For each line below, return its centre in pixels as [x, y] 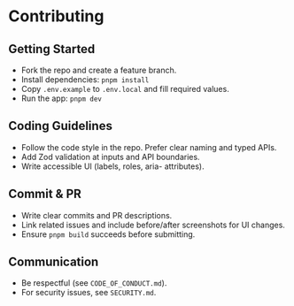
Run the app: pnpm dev [62, 98]
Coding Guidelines [60, 126]
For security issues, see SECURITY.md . [89, 293]
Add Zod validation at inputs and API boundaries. [110, 157]
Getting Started [52, 49]
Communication [54, 262]
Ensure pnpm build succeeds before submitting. [108, 234]
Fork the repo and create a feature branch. [99, 70]
